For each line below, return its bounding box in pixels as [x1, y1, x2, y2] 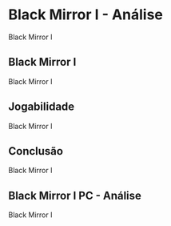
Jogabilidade [8, 100, 75, 114]
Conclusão [8, 144, 64, 158]
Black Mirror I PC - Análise [8, 188, 142, 202]
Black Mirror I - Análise [8, 6, 164, 24]
